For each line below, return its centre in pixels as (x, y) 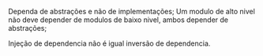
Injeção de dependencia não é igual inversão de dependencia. (109, 43)
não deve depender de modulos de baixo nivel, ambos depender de (118, 20)
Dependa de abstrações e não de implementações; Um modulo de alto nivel (131, 11)
